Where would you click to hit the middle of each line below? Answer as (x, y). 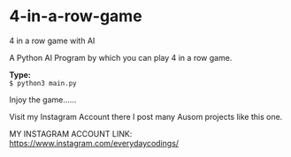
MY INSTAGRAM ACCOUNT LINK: (71, 133)
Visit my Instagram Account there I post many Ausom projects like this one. (146, 116)
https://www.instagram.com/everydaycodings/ (94, 143)
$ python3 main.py (43, 83)
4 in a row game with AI (52, 41)
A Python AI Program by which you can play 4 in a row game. (121, 57)
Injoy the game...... (43, 100)
